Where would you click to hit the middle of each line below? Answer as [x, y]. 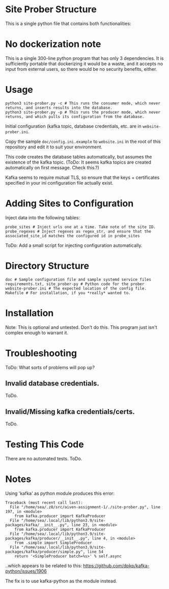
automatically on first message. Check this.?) [52, 167]
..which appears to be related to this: [44, 566]
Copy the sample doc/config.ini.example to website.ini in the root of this [83, 141]
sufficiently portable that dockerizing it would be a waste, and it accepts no [84, 63]
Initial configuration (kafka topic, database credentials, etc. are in [73, 126]
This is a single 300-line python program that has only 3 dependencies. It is [84, 58]
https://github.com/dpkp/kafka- [116, 566]
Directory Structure [47, 266]
